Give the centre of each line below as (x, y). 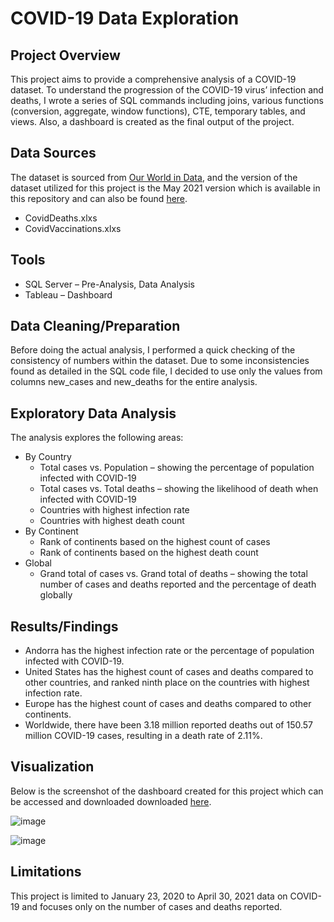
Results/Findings (64, 626)
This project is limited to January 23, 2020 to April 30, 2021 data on (149, 896)
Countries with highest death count (112, 521)
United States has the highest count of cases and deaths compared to (169, 672)
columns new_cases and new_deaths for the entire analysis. (134, 382)
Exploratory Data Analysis (93, 413)
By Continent (51, 531)
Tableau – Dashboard (68, 294)
